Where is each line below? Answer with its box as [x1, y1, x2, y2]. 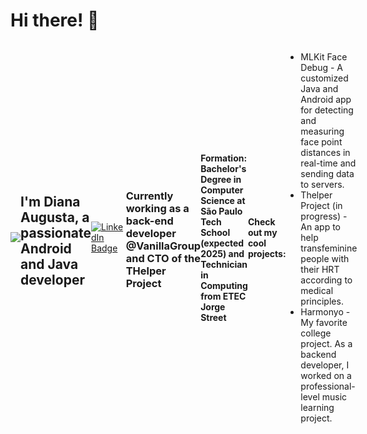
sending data [300, 167, 355, 179]
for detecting [300, 104, 354, 116]
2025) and [200, 247, 245, 259]
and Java [20, 256, 79, 273]
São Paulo [200, 205, 243, 217]
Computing [200, 279, 248, 291]
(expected [200, 237, 245, 249]
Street [200, 311, 227, 323]
